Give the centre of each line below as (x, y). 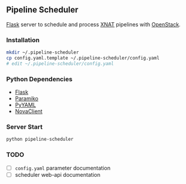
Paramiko (27, 99)
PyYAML (25, 105)
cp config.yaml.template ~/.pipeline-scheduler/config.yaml (83, 58)
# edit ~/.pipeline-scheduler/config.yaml (60, 63)
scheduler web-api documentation (58, 174)
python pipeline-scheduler (40, 140)
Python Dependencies (40, 79)
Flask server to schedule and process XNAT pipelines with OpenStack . (94, 24)
